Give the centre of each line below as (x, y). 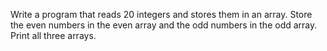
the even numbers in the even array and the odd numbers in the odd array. (164, 25)
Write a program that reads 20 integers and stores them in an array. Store (161, 14)
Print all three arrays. (53, 35)
